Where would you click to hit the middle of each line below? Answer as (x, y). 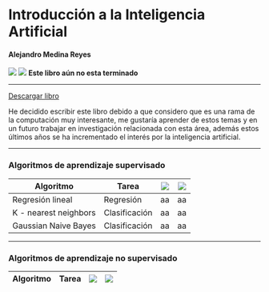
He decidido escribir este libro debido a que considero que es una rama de (132, 112)
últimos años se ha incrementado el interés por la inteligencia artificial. (124, 137)
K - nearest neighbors (54, 212)
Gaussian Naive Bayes (54, 226)
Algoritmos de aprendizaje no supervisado (93, 258)
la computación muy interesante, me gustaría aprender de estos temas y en (133, 120)
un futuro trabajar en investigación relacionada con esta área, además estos (134, 129)
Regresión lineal (42, 199)
